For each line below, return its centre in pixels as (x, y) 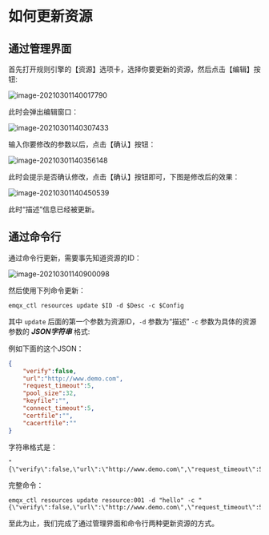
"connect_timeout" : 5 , (58, 408)
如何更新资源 (51, 16)
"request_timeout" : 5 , (58, 386)
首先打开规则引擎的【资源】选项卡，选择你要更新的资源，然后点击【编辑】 (131, 69)
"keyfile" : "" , (46, 401)
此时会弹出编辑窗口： (43, 112)
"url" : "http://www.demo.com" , (73, 378)
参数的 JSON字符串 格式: (49, 331)
